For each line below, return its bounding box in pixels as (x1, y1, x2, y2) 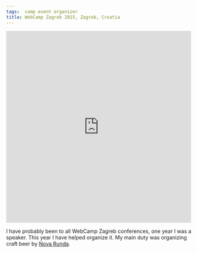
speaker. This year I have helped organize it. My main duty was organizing (6, 233, 188, 241)
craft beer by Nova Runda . (6, 240, 70, 247)
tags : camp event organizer (6, 8, 78, 15)
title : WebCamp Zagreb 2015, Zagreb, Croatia (6, 14, 120, 20)
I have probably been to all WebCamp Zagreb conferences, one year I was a (6, 228, 192, 235)
